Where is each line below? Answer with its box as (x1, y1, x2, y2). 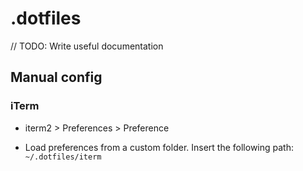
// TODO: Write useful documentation (10, 40, 164, 52)
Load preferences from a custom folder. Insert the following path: (24, 141, 294, 153)
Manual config (10, 69, 103, 86)
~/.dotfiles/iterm (24, 152, 102, 162)
